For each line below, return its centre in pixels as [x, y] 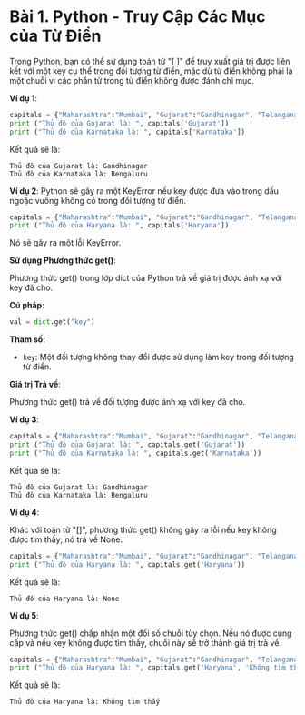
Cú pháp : [27, 306]
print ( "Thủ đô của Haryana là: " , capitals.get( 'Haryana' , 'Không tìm [148, 668]
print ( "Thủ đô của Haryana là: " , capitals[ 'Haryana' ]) [119, 226]
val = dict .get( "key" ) [52, 322]
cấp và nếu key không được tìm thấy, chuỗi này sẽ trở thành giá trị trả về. [146, 642]
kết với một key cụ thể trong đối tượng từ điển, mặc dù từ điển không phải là [151, 71]
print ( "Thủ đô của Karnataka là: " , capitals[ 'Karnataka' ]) [128, 132]
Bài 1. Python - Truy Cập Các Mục [138, 17]
